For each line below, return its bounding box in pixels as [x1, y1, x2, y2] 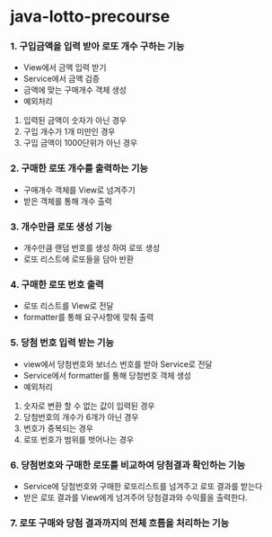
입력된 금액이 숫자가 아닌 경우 [22, 115, 127, 126]
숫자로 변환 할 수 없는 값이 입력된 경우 [22, 400, 155, 411]
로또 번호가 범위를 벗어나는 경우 [22, 434, 134, 444]
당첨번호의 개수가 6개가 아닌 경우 [22, 411, 139, 422]
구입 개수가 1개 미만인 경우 [22, 126, 116, 137]
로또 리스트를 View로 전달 [22, 300, 114, 311]
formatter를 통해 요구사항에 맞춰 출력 [22, 312, 154, 323]
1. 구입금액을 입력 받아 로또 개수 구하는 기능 [10, 40, 185, 53]
